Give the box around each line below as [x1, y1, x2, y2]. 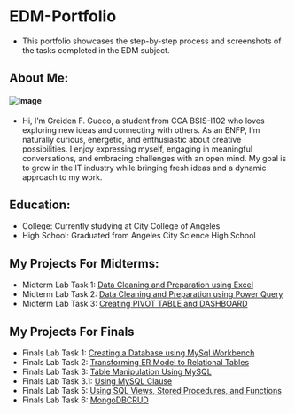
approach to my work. [21, 171, 103, 183]
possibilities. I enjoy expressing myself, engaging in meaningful [21, 144, 253, 154]
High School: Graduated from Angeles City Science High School [21, 230, 256, 241]
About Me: [9, 71, 69, 86]
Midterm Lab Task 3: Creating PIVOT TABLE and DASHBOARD [21, 299, 248, 309]
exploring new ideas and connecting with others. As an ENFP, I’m [21, 124, 260, 135]
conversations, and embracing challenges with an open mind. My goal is [21, 152, 287, 163]
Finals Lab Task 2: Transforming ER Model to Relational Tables [21, 356, 250, 367]
